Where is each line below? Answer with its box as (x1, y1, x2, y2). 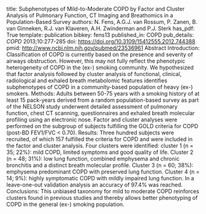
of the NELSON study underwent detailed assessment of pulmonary (6, 103, 178, 110)
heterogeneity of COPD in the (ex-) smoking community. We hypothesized (6, 64, 194, 71)
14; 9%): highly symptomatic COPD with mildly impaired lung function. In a (6, 175, 194, 182)
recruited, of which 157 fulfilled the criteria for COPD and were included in (6, 136, 193, 143)
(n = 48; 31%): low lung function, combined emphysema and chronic (6, 155, 180, 162)
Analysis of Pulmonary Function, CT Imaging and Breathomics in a (6, 12, 174, 19)
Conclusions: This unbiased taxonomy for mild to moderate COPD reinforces (6, 188, 199, 195)
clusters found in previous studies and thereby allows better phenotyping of (6, 194, 198, 201)
